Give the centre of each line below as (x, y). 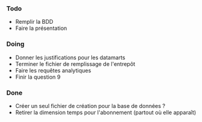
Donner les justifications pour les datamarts (70, 57)
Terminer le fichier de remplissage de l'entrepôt (75, 64)
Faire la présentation (41, 28)
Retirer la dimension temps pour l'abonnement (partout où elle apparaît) (106, 112)
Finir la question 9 (38, 77)
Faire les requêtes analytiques (53, 70)
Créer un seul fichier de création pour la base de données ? (90, 106)
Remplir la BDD (34, 22)
